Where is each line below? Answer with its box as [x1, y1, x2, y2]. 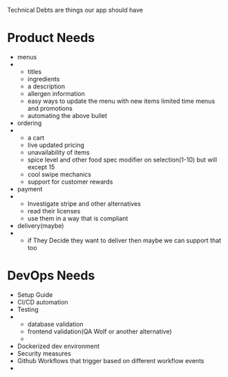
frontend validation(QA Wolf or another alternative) [27, 327, 173, 336]
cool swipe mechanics [27, 170, 92, 178]
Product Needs [7, 30, 95, 46]
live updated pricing [27, 141, 85, 149]
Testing [17, 305, 39, 313]
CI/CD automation [17, 298, 68, 306]
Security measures [17, 349, 71, 358]
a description [27, 82, 66, 90]
